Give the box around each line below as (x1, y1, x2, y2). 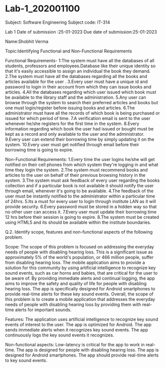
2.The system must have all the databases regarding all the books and (5, 73, 148, 79)
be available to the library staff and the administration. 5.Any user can (5, 94, 146, 100)
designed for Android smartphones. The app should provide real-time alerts (5, 352, 159, 358)
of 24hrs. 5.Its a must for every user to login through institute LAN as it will (5, 198, 156, 204)
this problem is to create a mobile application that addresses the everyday (5, 296, 155, 302)
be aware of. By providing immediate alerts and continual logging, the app (5, 275, 155, 281)
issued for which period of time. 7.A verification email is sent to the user (5, 115, 151, 121)
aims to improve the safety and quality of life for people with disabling (5, 280, 147, 286)
